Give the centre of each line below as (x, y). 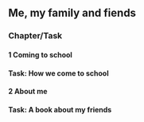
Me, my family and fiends (72, 13)
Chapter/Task (35, 36)
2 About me (28, 92)
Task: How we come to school (58, 73)
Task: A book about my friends (60, 109)
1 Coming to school (41, 54)
